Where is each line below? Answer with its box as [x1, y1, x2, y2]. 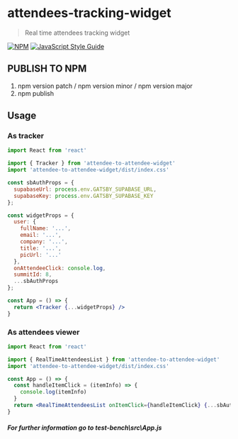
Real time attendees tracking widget [24, 28, 130, 37]
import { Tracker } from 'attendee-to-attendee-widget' [7, 160, 176, 167]
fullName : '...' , [20, 225, 72, 232]
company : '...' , [20, 238, 69, 245]
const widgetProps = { [7, 211, 74, 219]
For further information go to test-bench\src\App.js [7, 423, 162, 432]
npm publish [17, 89, 55, 97]
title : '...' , [20, 245, 62, 252]
